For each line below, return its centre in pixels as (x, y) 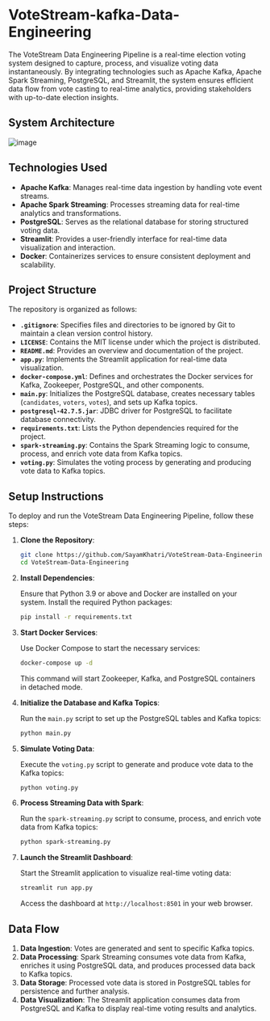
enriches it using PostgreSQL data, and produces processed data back (137, 965)
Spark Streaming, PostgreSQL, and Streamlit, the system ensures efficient (131, 80)
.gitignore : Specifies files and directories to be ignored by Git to (128, 325)
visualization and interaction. (68, 247)
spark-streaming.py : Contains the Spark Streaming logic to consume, (135, 445)
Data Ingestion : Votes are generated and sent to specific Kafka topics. (137, 948)
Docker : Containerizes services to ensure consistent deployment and (135, 255)
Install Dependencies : (57, 578)
